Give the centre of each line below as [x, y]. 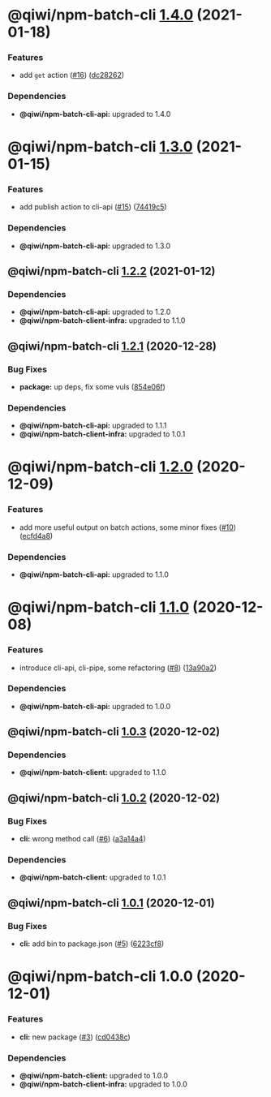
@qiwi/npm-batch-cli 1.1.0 [99, 607]
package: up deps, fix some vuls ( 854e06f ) [92, 386]
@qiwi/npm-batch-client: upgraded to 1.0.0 [93, 1075]
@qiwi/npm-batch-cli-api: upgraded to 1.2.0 [95, 312]
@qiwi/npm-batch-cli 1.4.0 [101, 15]
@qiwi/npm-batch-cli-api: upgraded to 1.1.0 [94, 574]
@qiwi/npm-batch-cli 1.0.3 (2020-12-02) [114, 732]
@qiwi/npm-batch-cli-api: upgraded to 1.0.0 [95, 706]
